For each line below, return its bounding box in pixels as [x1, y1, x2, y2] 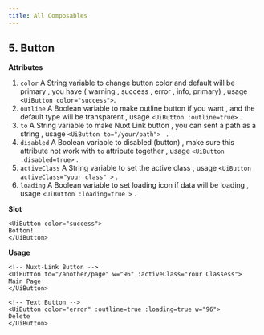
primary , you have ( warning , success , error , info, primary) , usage [19, 87, 248, 96]
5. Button [8, 42, 55, 55]
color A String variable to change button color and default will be [19, 78, 235, 88]
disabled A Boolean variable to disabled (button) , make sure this [19, 138, 235, 147]
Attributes [8, 63, 43, 72]
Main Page [8, 277, 42, 285]
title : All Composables [8, 11, 88, 20]
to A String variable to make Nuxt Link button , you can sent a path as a [19, 121, 257, 131]
